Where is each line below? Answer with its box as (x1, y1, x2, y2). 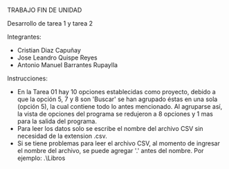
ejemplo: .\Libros (17, 154, 66, 162)
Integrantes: (7, 33, 42, 41)
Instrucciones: (7, 74, 48, 82)
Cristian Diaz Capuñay (17, 46, 82, 54)
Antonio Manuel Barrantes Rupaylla (17, 61, 118, 69)
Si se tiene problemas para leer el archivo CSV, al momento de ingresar (17, 139, 220, 148)
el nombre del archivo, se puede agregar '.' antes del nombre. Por (17, 147, 204, 154)
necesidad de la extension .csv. (17, 132, 107, 140)
